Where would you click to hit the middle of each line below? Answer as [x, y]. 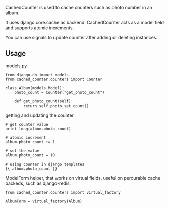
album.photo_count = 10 [30, 155]
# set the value [22, 151]
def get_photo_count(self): [44, 101]
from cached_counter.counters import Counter [54, 79]
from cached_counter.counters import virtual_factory [63, 192]
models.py [16, 66]
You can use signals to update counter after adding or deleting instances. [81, 38]
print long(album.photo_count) [38, 129]
